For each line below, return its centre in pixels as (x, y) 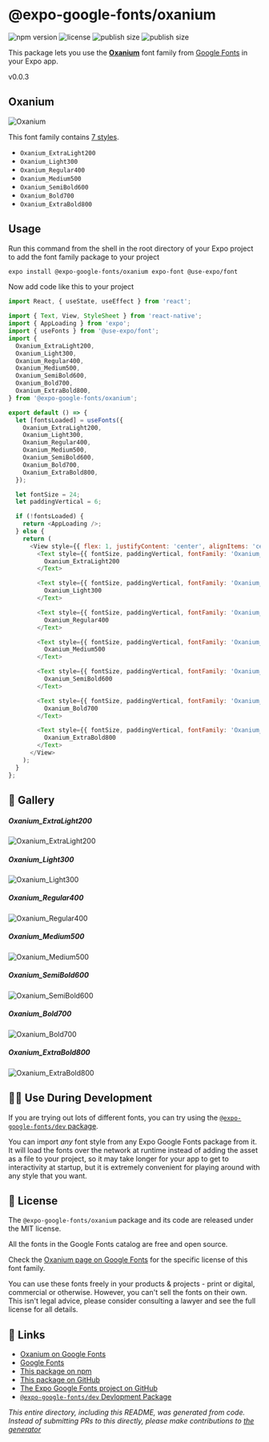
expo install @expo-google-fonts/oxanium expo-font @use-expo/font (123, 272)
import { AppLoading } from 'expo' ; (69, 324)
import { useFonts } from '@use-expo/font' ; (84, 331)
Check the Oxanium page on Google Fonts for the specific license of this (128, 1260)
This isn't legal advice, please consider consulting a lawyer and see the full (132, 1301)
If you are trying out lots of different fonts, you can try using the (113, 1117)
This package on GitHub (60, 1380)
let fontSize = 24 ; (48, 494)
